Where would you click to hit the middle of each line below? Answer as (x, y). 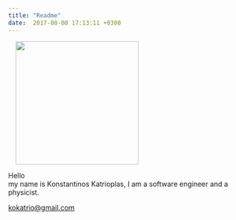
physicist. (24, 192)
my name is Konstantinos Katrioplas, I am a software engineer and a (118, 184)
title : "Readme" (35, 15)
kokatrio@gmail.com (41, 207)
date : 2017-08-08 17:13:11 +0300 (65, 23)
